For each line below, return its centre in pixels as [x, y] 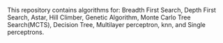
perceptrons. [26, 32]
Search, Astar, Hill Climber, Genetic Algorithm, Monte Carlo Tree [99, 17]
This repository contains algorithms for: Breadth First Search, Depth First [111, 10]
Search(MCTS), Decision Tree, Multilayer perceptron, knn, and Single [107, 25]
